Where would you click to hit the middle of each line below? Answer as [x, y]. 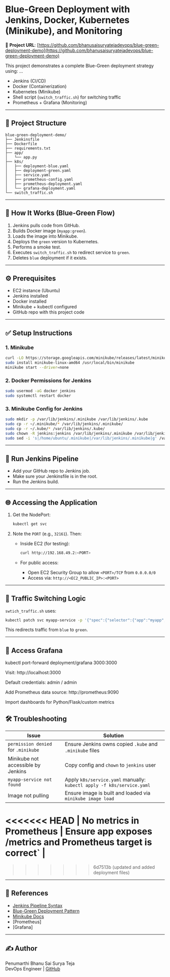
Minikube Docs [28, 916]
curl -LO [14, 358]
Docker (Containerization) [39, 86]
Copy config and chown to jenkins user [111, 765]
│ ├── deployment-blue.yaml [37, 166]
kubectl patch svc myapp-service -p [44, 620]
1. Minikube [19, 348]
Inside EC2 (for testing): [45, 543]
